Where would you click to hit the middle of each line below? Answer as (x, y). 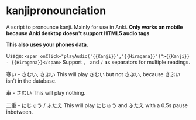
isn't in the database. (31, 81)
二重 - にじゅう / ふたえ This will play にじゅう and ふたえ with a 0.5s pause (97, 105)
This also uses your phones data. (47, 44)
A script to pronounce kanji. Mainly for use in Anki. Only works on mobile (94, 27)
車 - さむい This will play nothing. (46, 92)
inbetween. (20, 112)
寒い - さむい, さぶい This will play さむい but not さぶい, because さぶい (93, 74)
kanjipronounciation (56, 11)
